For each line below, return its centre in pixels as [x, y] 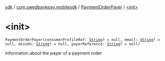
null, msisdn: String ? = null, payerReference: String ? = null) [73, 44]
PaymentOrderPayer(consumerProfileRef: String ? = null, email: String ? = [83, 40]
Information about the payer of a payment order [54, 53]
